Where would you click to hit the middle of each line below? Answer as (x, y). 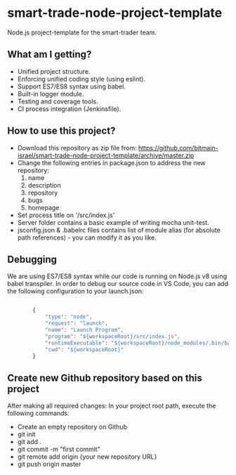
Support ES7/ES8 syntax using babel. (72, 86)
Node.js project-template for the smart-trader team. (82, 32)
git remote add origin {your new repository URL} (87, 457)
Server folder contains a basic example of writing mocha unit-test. (113, 222)
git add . (29, 442)
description (44, 185)
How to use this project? (61, 131)
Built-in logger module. (51, 93)
